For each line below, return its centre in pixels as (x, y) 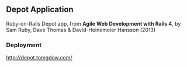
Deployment (24, 45)
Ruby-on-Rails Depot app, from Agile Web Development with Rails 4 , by (93, 23)
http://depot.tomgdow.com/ (39, 58)
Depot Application (40, 10)
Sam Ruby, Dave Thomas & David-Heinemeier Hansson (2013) (81, 30)
